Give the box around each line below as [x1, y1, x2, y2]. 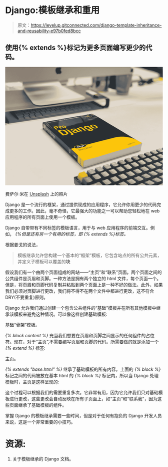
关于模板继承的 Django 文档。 [12, 455, 74, 461]
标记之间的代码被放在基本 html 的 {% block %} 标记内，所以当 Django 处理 [5, 372, 159, 378]
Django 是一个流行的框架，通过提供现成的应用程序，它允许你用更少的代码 [5, 201, 157, 207]
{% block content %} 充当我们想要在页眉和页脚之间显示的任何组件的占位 [5, 332, 155, 338]
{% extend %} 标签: [5, 345, 46, 351]
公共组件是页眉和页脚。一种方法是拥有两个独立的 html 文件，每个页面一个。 [5, 275, 161, 281]
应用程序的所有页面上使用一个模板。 [5, 214, 80, 220]
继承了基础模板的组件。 [18, 402, 66, 408]
